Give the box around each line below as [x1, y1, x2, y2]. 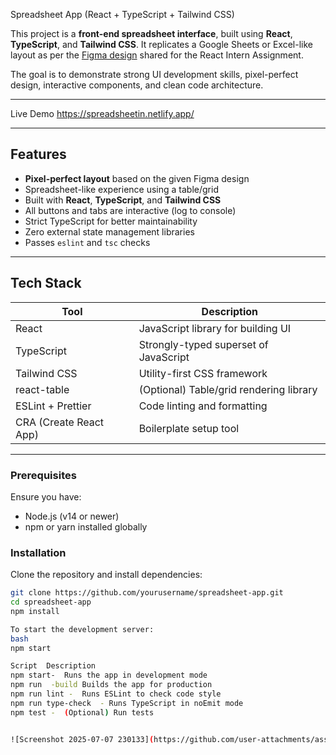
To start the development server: [10, 624, 155, 634]
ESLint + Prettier [15, 399, 92, 413]
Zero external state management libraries [24, 225, 195, 238]
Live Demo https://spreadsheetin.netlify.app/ [10, 108, 195, 119]
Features [10, 146, 67, 163]
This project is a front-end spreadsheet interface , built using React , [10, 28, 293, 39]
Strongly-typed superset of [138, 337, 269, 351]
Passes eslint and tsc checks [24, 236, 151, 248]
